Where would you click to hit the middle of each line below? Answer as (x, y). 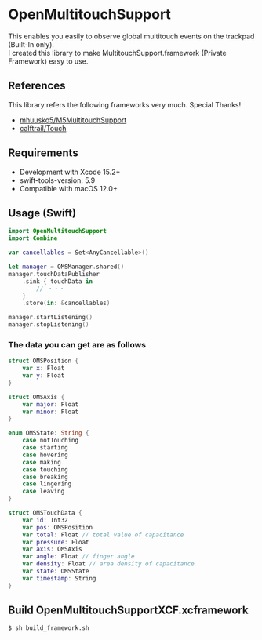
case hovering (45, 455)
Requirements (43, 153)
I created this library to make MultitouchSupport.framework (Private (117, 53)
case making (42, 462)
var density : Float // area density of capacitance (108, 564)
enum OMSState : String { (49, 433)
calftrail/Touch (43, 128)
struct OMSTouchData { (45, 513)
